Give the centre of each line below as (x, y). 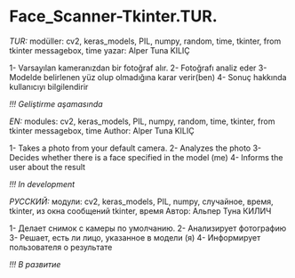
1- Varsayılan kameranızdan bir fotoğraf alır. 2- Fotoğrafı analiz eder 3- (138, 68)
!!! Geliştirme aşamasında (56, 103)
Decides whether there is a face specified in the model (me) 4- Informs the (146, 157)
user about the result (48, 167)
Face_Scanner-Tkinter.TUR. (113, 16)
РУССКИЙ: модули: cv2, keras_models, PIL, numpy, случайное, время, (141, 201)
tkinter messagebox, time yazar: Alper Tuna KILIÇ (100, 50)
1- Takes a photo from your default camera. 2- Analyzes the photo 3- (136, 148)
